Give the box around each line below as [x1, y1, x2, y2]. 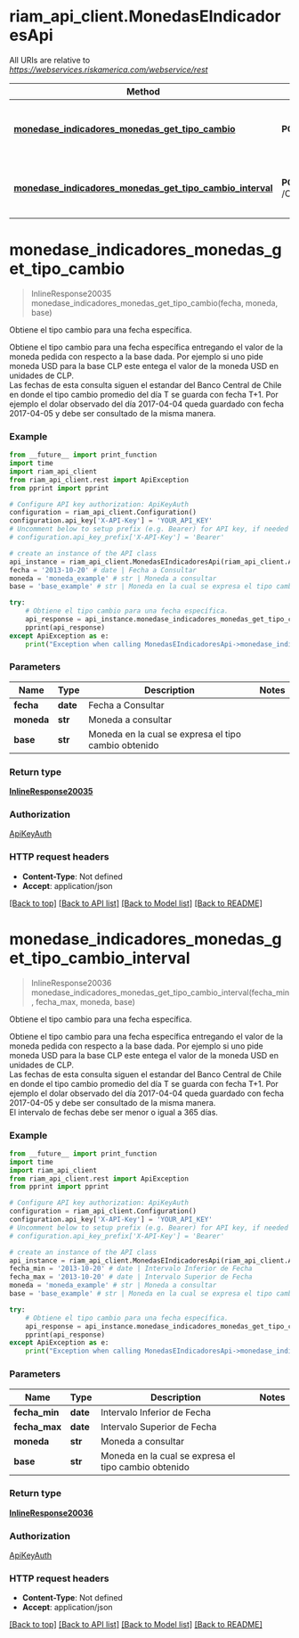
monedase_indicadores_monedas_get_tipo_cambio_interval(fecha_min [30, 987, 290, 998]
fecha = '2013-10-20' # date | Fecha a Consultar [9, 565, 198, 574]
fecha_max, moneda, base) [35, 996, 136, 1007]
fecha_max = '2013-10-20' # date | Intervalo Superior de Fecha [9, 1272, 253, 1281]
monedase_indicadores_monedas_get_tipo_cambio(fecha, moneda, [30, 297, 279, 309]
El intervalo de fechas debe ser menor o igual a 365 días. [9, 1107, 218, 1117]
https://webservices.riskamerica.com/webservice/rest [9, 64, 208, 75]
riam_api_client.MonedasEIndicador [9, 6, 282, 27]
